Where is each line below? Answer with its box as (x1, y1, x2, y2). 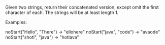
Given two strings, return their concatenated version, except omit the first (5, 4, 159, 10)
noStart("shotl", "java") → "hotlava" (5, 34, 80, 40)
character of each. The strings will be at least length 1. (5, 9, 119, 15)
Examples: (5, 19, 27, 25)
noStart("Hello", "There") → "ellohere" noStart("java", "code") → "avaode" (5, 29, 160, 34)
